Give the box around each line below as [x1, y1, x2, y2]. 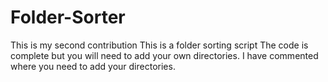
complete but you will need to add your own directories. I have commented [10, 49, 319, 61]
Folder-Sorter [10, 6, 126, 29]
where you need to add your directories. [10, 60, 176, 72]
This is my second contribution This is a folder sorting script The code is [10, 39, 309, 51]
